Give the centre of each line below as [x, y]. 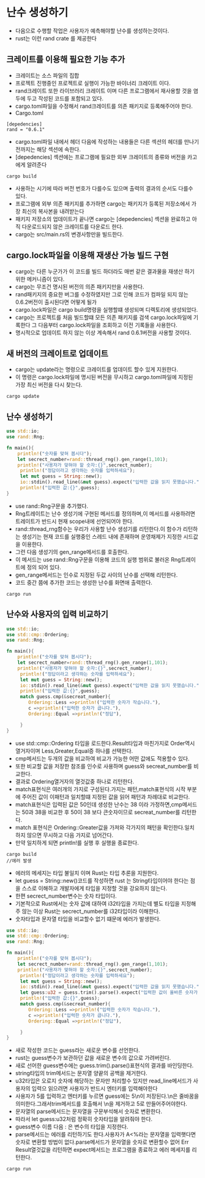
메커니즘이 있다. [46, 279]
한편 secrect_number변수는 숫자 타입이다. [66, 896]
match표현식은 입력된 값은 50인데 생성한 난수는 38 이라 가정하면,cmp [99, 804]
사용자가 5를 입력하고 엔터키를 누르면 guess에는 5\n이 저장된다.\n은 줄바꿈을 [107, 1096]
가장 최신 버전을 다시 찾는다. [49, 385]
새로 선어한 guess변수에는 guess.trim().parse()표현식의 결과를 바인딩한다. [104, 1065]
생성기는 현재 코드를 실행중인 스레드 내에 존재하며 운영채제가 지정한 [102, 536]
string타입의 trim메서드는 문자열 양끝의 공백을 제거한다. [81, 1073]
